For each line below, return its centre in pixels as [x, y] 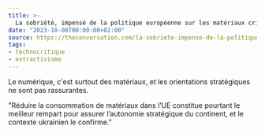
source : [21, 37]
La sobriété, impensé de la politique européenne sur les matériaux [130, 23]
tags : [17, 45]
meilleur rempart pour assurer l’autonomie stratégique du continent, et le [126, 113]
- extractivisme [35, 60]
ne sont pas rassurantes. [49, 90]
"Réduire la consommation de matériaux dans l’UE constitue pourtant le [124, 105]
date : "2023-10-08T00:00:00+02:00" [67, 30]
